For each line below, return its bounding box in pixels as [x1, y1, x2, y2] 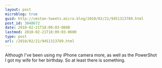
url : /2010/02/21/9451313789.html [5, 39, 75, 44]
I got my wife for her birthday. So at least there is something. [5, 57, 126, 63]
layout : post [5, 7, 31, 12]
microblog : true [5, 12, 38, 17]
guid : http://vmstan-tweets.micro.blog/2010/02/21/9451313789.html [5, 16, 144, 21]
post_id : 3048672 [5, 20, 40, 26]
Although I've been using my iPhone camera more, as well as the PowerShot [5, 52, 157, 58]
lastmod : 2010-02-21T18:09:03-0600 [5, 30, 77, 34]
